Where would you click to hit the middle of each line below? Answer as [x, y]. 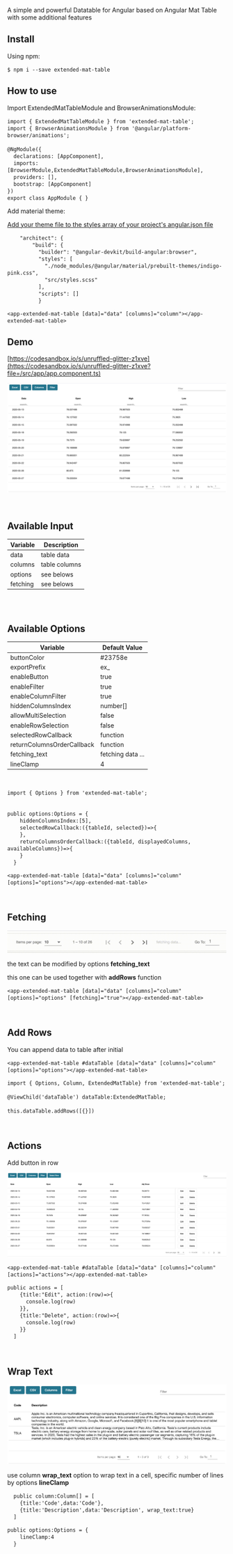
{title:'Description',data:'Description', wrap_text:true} [107, 1510]
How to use [32, 91]
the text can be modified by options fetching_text [79, 964]
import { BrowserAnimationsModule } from [68, 128]
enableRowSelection [40, 725]
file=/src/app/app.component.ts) [54, 374]
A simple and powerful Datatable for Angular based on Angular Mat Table [112, 10]
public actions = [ [35, 1288]
